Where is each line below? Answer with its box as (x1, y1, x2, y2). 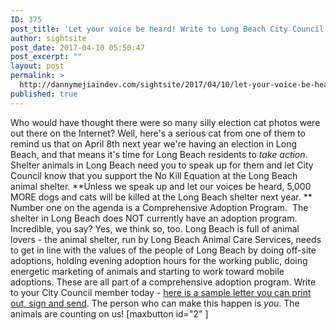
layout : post (10, 61, 65, 71)
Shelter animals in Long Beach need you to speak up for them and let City (10, 159, 314, 171)
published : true (10, 89, 78, 99)
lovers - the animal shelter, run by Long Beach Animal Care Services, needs (10, 233, 322, 245)
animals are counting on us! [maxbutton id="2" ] (10, 307, 209, 320)
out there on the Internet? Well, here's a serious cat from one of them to (10, 127, 306, 139)
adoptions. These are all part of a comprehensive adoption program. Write (10, 276, 317, 288)
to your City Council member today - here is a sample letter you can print (10, 286, 312, 298)
